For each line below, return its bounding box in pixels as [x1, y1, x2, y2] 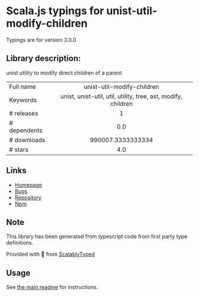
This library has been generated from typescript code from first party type [6, 233, 188, 240]
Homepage [14, 181, 43, 188]
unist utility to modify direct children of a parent [6, 69, 123, 76]
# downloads [9, 136, 46, 144]
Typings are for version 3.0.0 [6, 36, 76, 43]
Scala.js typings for [6, 4, 104, 18]
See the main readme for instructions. [6, 284, 98, 291]
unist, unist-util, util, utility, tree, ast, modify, [60, 92, 183, 100]
